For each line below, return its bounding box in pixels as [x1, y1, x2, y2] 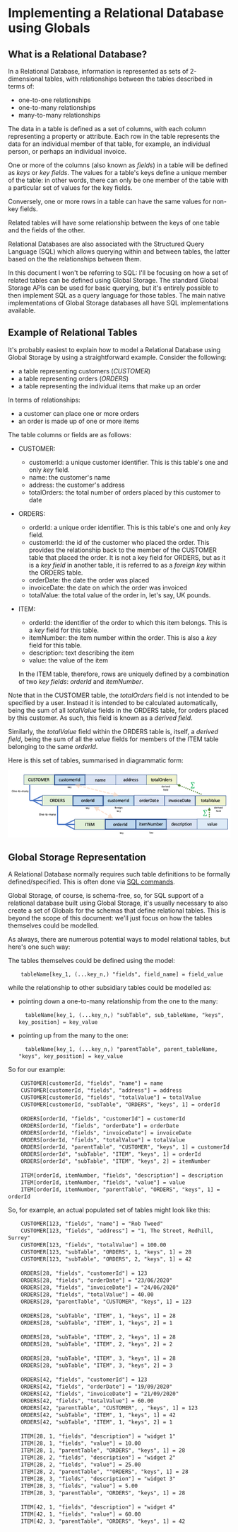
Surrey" [8, 1234, 31, 1241]
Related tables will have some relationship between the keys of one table [8, 218, 220, 227]
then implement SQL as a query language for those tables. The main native [8, 291, 226, 299]
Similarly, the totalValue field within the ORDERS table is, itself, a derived [8, 727, 218, 736]
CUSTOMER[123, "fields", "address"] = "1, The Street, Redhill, [20, 1227, 214, 1234]
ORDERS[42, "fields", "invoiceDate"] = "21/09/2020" [20, 1390, 179, 1397]
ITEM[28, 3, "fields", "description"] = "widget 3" [20, 1475, 176, 1482]
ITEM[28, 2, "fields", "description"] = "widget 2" [20, 1454, 176, 1461]
